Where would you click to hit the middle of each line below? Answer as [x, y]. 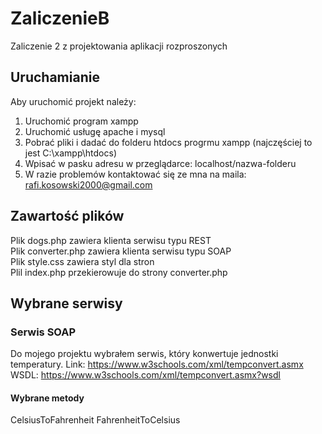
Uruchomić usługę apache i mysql [95, 131]
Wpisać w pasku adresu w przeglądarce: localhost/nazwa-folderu [160, 163]
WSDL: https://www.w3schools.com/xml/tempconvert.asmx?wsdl [145, 375]
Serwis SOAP [43, 332]
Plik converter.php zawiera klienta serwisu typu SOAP [121, 251]
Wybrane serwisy [66, 303]
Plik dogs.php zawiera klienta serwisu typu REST [111, 240]
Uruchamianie [55, 77]
